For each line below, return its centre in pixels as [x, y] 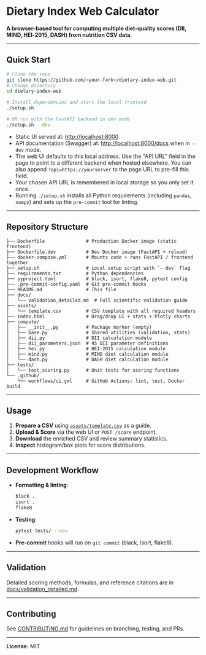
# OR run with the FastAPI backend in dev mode [68, 119]
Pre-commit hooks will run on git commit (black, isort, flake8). [94, 543]
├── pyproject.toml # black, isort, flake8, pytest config [97, 279]
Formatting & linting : [42, 485]
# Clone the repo [29, 74]
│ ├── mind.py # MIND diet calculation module [87, 354]
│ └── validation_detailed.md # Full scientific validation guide [97, 300]
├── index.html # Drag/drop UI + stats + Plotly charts [98, 316]
